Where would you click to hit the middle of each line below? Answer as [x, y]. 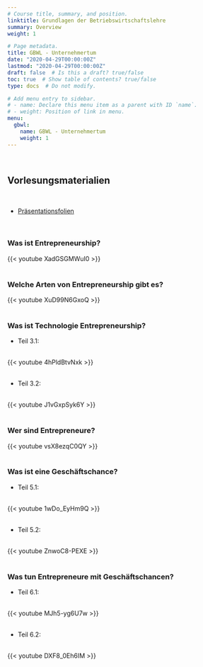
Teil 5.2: [29, 529]
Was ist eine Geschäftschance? [63, 472]
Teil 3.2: [29, 383]
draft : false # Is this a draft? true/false [75, 72]
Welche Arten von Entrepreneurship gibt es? [86, 284]
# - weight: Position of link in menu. [66, 112]
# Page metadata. [33, 47]
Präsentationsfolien [46, 211]
